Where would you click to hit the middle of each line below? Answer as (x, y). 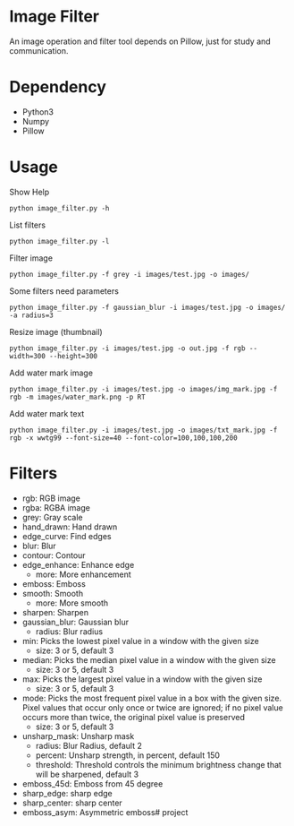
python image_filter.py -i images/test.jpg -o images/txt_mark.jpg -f (143, 430)
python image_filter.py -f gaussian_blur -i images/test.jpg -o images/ (147, 307)
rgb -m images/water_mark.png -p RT (77, 397)
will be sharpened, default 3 (87, 774)
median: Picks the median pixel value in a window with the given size (149, 659)
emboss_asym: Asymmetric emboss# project (105, 812)
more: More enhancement (83, 574)
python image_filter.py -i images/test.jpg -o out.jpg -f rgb (127, 348)
